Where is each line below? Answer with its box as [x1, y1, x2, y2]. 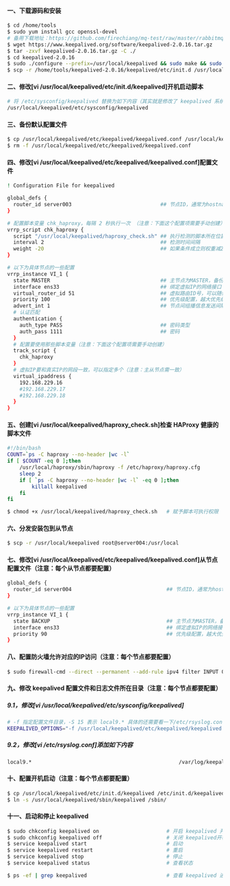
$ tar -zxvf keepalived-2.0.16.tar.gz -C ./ [7, 47, 136, 54]
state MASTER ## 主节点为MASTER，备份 [13, 277, 224, 284]
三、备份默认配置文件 [7, 120, 67, 129]
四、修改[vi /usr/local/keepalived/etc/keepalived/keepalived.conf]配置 [7, 158, 212, 166]
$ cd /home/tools [7, 22, 57, 29]
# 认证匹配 [13, 309, 40, 316]
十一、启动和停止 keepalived [7, 812, 89, 821]
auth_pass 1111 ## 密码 [19, 328, 180, 335]
